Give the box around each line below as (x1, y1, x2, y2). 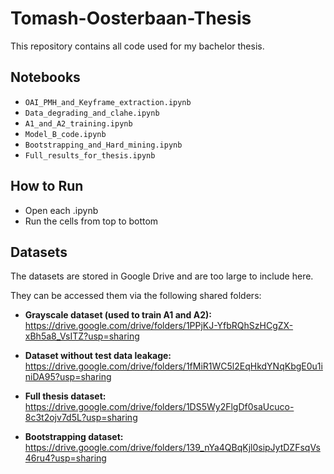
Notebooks (10, 69, 81, 86)
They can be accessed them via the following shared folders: (10, 290, 262, 302)
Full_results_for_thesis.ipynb (24, 150, 156, 161)
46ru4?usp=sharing (24, 452, 107, 464)
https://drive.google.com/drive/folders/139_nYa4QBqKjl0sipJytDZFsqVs (24, 442, 321, 454)
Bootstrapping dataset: (24, 431, 124, 443)
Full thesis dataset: (24, 390, 107, 402)
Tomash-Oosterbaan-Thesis (10, 7, 252, 30)
